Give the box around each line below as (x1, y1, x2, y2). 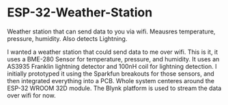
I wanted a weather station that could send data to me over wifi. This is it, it (7, 48, 218, 56)
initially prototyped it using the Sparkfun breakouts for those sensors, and (7, 70, 215, 78)
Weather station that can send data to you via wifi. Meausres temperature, (7, 27, 216, 35)
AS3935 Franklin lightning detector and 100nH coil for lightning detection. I (7, 62, 217, 70)
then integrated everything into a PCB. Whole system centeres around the (7, 76, 215, 85)
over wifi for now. (7, 91, 56, 100)
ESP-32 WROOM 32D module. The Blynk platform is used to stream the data (7, 84, 222, 92)
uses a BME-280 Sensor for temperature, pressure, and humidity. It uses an (7, 55, 220, 63)
